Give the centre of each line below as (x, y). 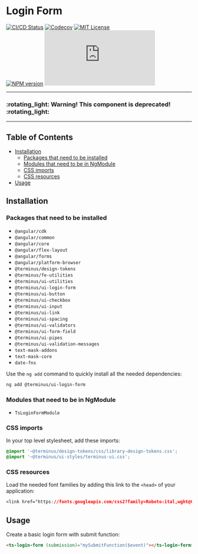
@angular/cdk (31, 231)
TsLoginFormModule (37, 413)
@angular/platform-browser (48, 263)
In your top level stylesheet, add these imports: (63, 441)
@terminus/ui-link (37, 313)
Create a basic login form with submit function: (63, 534)
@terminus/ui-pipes (39, 338)
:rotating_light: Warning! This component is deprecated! (88, 104)
